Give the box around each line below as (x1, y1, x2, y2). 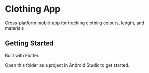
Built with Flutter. (5, 52, 40, 58)
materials (5, 25, 24, 31)
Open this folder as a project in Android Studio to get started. (5, 62, 130, 68)
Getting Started (5, 39, 54, 48)
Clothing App (5, 3, 61, 15)
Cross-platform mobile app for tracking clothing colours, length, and (5, 20, 145, 26)
